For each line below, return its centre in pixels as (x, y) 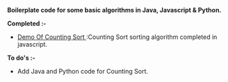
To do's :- (22, 58)
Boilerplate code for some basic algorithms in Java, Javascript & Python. (114, 10)
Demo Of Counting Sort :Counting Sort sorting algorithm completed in (117, 37)
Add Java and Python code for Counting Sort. (82, 71)
